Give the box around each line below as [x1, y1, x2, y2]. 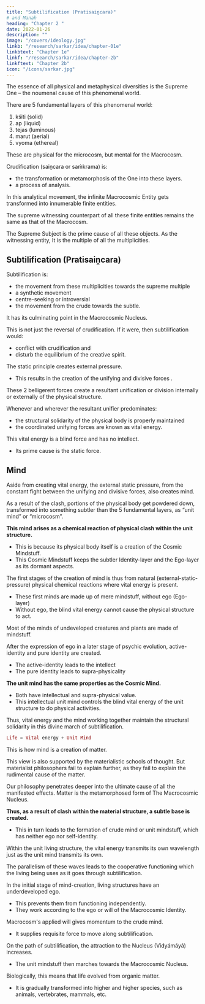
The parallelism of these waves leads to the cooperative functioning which [6, 863, 195, 870]
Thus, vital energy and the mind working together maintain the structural [6, 716, 189, 724]
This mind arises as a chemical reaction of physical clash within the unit [6, 525, 193, 531]
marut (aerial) [15, 133, 50, 140]
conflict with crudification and [15, 344, 91, 352]
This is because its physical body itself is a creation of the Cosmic [15, 543, 182, 550]
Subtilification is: [6, 271, 48, 278]
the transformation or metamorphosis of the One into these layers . [15, 175, 182, 182]
